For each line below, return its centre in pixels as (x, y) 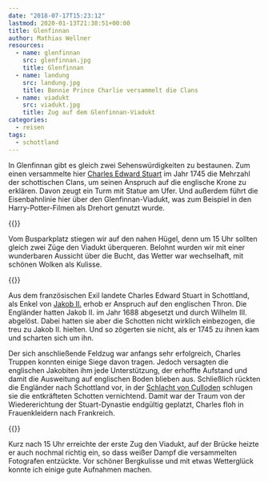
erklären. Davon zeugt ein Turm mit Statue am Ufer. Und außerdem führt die (133, 191)
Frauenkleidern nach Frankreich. (62, 412)
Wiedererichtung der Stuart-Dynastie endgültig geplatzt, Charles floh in (126, 404)
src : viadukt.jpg (52, 105)
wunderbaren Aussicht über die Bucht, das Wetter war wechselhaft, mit (126, 255)
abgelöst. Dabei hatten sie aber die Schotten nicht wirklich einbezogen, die (132, 320)
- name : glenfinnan (48, 53)
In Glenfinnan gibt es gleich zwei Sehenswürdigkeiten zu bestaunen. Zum (129, 165)
